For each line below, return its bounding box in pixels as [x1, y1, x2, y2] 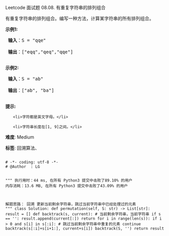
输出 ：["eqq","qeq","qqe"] [8, 49, 73, 55]
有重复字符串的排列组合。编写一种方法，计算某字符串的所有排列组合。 [5, 15, 154, 22]
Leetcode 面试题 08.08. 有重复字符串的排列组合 [5, 5, 106, 10]
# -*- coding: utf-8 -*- [5, 160, 59, 165]
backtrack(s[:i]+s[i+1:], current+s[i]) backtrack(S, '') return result [5, 226, 164, 231]
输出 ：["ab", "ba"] [8, 88, 54, 93]
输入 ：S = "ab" [8, 76, 44, 82]
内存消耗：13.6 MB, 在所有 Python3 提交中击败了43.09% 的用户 [5, 183, 128, 188]
